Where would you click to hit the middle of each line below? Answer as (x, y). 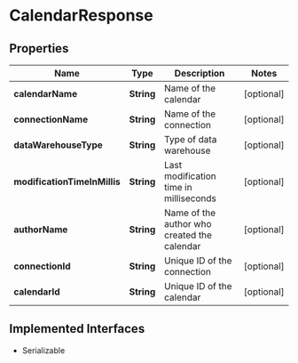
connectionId (42, 266)
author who (188, 224)
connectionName (51, 119)
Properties (39, 48)
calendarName (46, 94)
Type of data (190, 139)
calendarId (37, 292)
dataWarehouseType (59, 145)
